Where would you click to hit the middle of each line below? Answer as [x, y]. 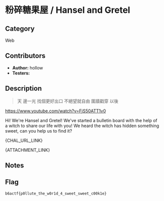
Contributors [25, 56]
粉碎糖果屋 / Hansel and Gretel [68, 10]
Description [23, 88]
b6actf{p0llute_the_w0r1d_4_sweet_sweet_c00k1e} [56, 193]
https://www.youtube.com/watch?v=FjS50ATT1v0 [56, 111]
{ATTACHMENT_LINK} [28, 150]
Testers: [21, 73]
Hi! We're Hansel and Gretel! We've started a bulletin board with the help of [81, 120]
